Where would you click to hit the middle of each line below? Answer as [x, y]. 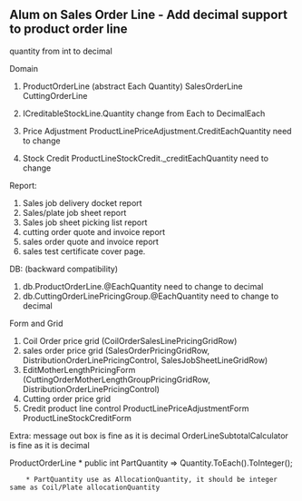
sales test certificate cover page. [84, 251]
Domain [24, 68]
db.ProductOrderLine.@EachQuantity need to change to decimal [143, 286]
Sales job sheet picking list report [85, 222]
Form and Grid [36, 323]
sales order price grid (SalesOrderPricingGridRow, [116, 350]
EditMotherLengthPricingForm [79, 369]
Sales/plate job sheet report [74, 212]
